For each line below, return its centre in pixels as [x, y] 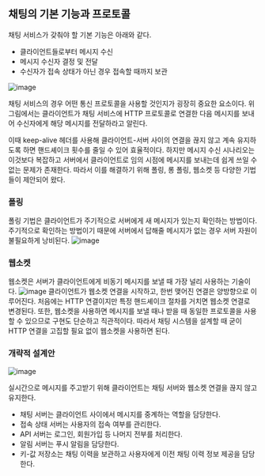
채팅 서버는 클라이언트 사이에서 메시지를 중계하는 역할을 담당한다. [120, 414]
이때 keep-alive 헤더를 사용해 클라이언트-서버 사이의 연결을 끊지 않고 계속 [122, 140]
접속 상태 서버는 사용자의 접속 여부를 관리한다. [91, 424]
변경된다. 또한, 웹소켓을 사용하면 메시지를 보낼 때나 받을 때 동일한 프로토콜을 [125, 312]
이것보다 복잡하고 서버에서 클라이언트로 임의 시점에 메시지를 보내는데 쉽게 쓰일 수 [133, 160]
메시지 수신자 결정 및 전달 [59, 61]
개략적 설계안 [32, 353]
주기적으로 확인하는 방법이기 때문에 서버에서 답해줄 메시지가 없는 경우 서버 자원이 [133, 231]
